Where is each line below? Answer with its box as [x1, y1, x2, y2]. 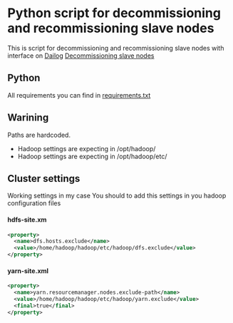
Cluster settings [7, 173, 81, 185]
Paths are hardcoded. [7, 130, 71, 139]
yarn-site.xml [7, 266, 48, 275]
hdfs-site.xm [7, 215, 47, 224]
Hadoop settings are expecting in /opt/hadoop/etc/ [17, 152, 167, 160]
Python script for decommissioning [7, 5, 221, 21]
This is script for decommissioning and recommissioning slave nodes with [7, 43, 224, 52]
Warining [7, 112, 49, 124]
